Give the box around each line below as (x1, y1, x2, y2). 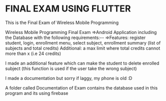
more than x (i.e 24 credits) (5, 50, 61, 56)
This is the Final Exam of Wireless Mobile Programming (5, 19, 119, 25)
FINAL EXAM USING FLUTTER (5, 3, 131, 14)
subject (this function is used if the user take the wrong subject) (5, 65, 137, 71)
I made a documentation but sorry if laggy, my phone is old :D (5, 75, 132, 81)
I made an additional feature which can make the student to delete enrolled (5, 60, 159, 66)
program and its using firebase (5, 90, 68, 96)
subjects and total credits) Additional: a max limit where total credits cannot (5, 45, 160, 51)
